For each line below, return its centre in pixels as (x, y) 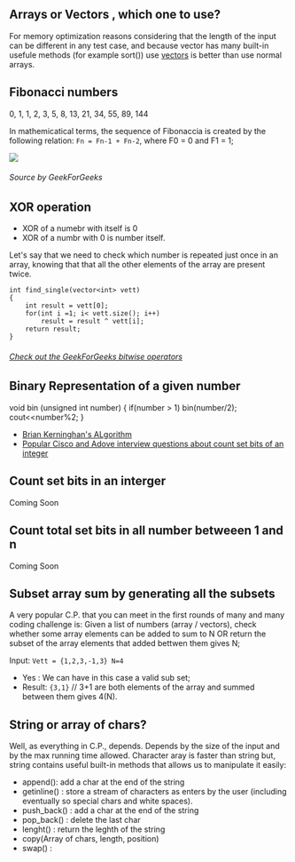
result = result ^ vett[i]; (93, 322)
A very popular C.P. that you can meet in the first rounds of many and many (147, 615)
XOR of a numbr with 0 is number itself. (93, 238)
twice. (20, 274)
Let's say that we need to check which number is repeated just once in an (144, 255)
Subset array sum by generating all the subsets (143, 593)
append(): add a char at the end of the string (103, 782)
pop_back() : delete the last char (81, 820)
